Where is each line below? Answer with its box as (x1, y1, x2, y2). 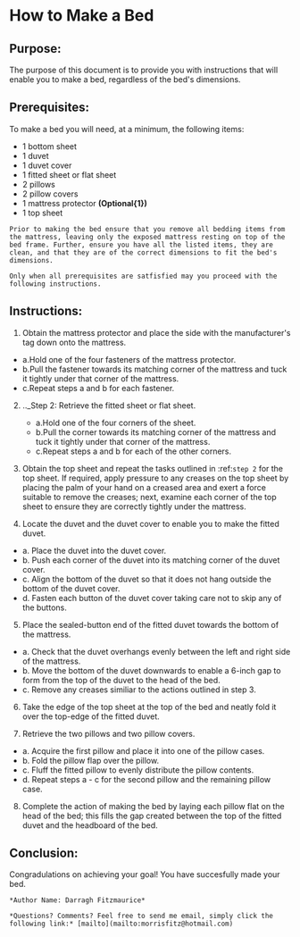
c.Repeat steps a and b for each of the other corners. (35, 446, 232, 456)
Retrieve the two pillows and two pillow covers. (21, 728, 196, 739)
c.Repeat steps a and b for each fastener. (21, 382, 175, 393)
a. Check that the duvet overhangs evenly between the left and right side (21, 646, 291, 657)
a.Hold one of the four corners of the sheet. (35, 417, 196, 428)
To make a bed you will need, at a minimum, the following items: (9, 123, 245, 134)
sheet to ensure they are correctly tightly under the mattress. (21, 501, 247, 512)
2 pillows (21, 179, 56, 189)
